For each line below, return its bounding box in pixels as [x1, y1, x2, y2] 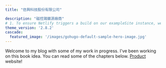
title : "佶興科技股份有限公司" [5, 7, 62, 12]
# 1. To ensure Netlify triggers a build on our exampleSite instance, [5, 21, 156, 26]
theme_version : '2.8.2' [5, 25, 54, 30]
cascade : [5, 30, 23, 35]
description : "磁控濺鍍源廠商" [5, 16, 64, 21]
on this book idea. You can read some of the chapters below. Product [5, 53, 146, 59]
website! [5, 59, 23, 64]
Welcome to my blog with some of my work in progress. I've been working [5, 48, 157, 54]
